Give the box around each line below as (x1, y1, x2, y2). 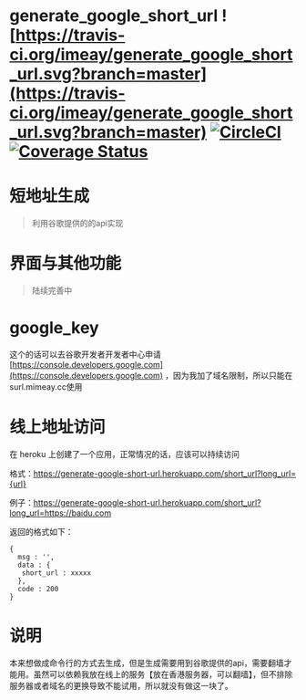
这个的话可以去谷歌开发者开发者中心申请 (9, 349, 161, 360)
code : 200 (17, 584, 59, 593)
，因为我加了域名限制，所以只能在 (165, 371, 293, 381)
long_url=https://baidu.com (9, 507, 112, 518)
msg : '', (17, 552, 55, 561)
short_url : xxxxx (21, 568, 92, 578)
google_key (9, 318, 99, 339)
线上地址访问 (9, 417, 107, 438)
